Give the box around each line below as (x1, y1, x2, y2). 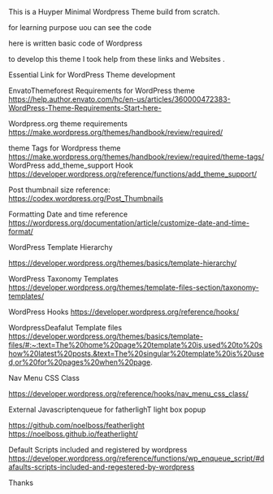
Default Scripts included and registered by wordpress (8, 445, 188, 454)
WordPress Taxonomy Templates (8, 274, 119, 283)
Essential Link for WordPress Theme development (8, 70, 176, 80)
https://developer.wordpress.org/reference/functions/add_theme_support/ (8, 169, 258, 178)
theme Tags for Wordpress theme (8, 143, 121, 153)
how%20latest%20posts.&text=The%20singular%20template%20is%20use (8, 349, 265, 358)
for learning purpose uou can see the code (8, 23, 152, 32)
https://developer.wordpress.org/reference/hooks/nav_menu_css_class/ (8, 389, 249, 398)
